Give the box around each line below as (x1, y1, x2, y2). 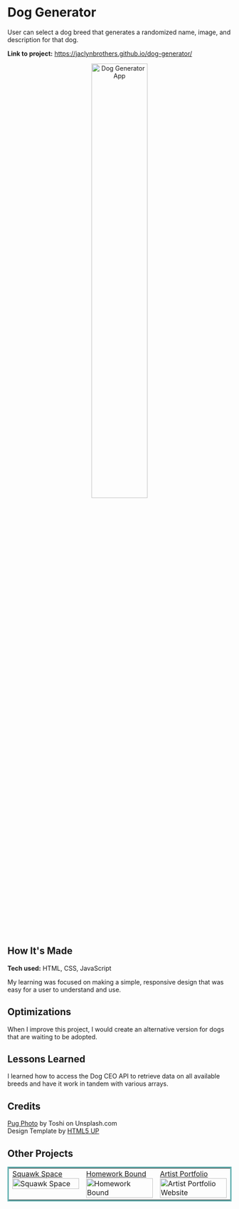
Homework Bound (86, 1169, 147, 1178)
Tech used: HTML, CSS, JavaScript (7, 964, 112, 972)
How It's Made (7, 945, 73, 957)
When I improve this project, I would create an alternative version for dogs (7, 1024, 225, 1034)
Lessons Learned (7, 1053, 85, 1065)
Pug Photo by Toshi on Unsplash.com (7, 1119, 117, 1128)
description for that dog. (7, 35, 79, 43)
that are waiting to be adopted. (7, 1032, 97, 1041)
